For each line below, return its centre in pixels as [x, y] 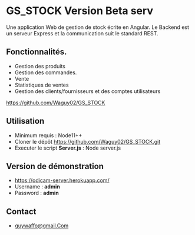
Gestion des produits [40, 66]
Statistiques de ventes [42, 85]
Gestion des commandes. [46, 72]
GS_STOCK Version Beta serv [80, 11]
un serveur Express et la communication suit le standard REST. [82, 33]
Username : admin [37, 187]
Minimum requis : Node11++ [48, 135]
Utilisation [25, 121]
